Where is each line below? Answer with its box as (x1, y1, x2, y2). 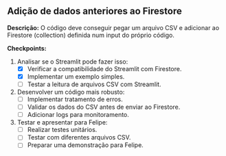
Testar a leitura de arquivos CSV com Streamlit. (27, 80, 161, 88)
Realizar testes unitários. (27, 126, 98, 134)
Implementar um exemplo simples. (27, 72, 125, 81)
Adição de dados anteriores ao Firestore (7, 5, 182, 17)
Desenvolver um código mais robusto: (16, 88, 125, 96)
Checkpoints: (7, 44, 47, 52)
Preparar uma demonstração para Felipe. (27, 141, 144, 149)
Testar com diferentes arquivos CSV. (27, 133, 131, 142)
